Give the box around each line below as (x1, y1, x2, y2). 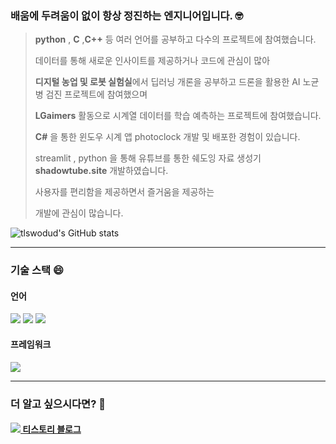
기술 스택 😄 (10, 263, 65, 277)
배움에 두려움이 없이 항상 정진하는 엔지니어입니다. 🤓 (10, 8, 244, 22)
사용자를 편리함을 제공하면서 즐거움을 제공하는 (34, 186, 215, 198)
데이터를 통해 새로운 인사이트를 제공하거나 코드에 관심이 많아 (34, 55, 271, 67)
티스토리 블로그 (22, 423, 82, 436)
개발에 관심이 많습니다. (34, 207, 124, 219)
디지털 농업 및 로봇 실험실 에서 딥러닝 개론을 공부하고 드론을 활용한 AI (34, 76, 301, 88)
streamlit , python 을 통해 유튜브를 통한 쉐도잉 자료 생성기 (34, 152, 262, 164)
